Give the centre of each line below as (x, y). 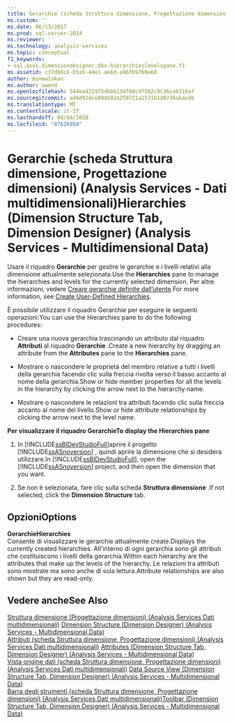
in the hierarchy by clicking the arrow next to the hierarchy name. (111, 389)
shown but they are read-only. (50, 578)
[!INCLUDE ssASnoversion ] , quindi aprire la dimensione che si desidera (119, 452)
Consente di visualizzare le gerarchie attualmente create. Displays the (107, 541)
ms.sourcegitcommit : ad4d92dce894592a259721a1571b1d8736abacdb (101, 98)
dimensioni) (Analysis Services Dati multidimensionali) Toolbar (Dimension (113, 699)
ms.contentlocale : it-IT (43, 111)
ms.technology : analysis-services (57, 46)
